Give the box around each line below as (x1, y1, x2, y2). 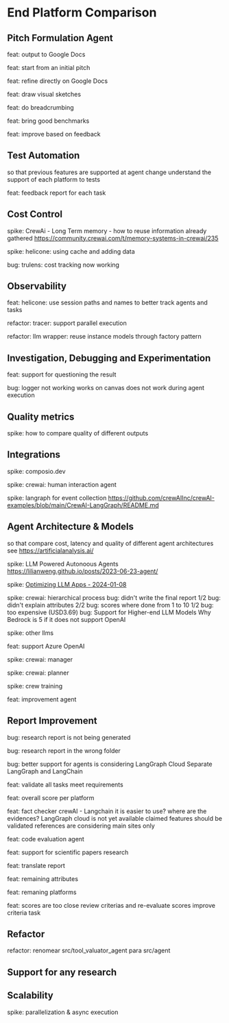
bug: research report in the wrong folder (7, 746, 121, 755)
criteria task (7, 908, 41, 917)
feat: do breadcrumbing (7, 104, 74, 111)
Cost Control (7, 208, 63, 220)
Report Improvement (7, 715, 97, 727)
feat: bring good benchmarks (7, 117, 90, 125)
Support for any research (7, 966, 117, 978)
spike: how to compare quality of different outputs (7, 429, 149, 437)
